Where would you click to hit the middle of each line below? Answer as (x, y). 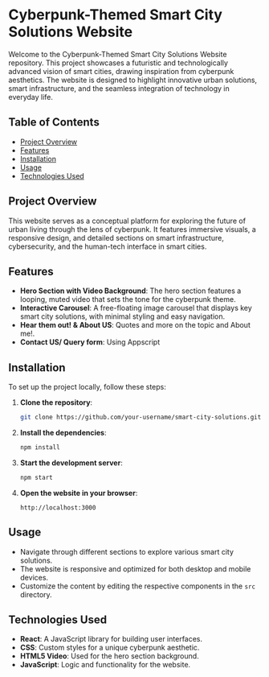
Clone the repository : (56, 402)
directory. (36, 594)
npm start (37, 477)
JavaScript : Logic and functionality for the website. (105, 665)
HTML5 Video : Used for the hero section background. (109, 656)
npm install (40, 448)
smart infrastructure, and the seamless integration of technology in (119, 88)
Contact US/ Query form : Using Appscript (90, 342)
